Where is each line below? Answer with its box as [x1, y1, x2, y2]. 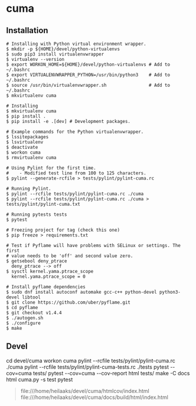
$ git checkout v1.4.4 [6, 310, 62, 316]
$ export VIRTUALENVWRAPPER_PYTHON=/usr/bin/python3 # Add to [6, 72, 170, 78]
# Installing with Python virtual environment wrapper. [6, 41, 146, 47]
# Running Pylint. [6, 186, 51, 191]
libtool [21, 294, 41, 300]
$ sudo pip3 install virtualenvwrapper [6, 51, 104, 57]
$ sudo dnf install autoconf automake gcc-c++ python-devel [6, 289, 158, 295]
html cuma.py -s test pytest [6, 376, 73, 383]
